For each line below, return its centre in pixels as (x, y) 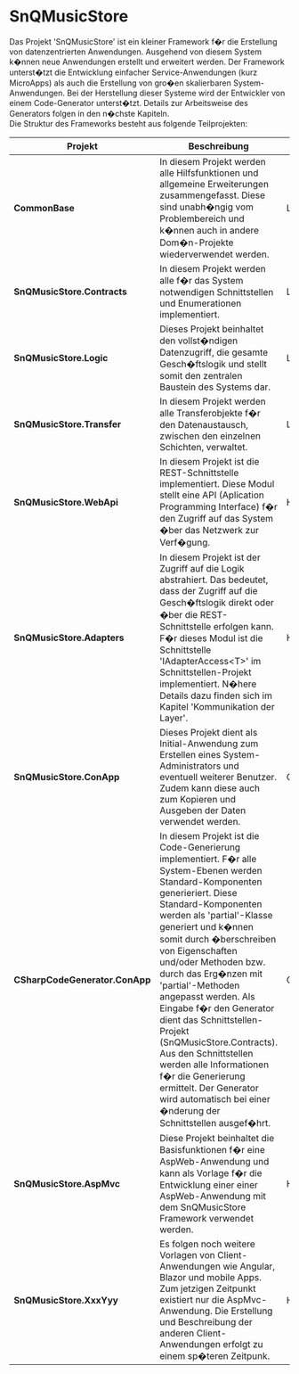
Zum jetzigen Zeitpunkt (208, 1288)
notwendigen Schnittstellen (217, 292)
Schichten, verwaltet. (204, 447)
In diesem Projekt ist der (210, 557)
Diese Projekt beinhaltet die (217, 1138)
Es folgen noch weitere (207, 1244)
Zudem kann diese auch (210, 788)
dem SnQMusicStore (203, 1207)
